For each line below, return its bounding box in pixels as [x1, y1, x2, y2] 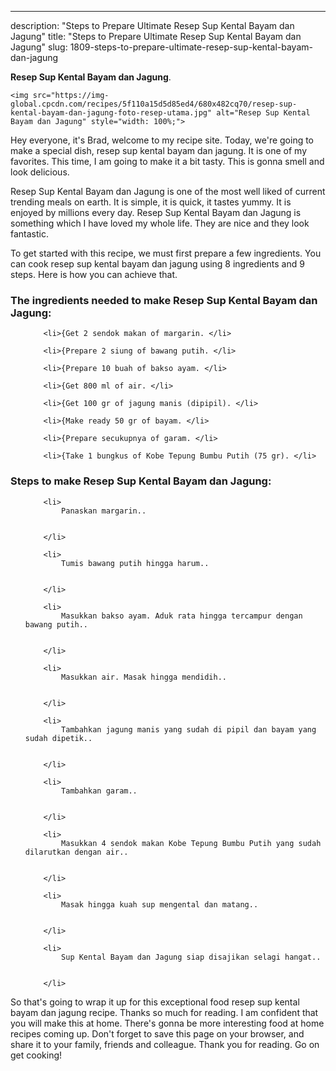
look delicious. [10, 166, 70, 178]
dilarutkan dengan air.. [24, 847, 129, 857]
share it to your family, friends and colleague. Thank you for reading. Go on [10, 1038, 320, 1050]
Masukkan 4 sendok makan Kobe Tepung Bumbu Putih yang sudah [61, 838, 322, 848]
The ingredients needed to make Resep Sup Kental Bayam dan [10, 293, 318, 307]
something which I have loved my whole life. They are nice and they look [10, 217, 310, 229]
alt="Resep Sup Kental [216, 108, 311, 118]
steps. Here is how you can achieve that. [10, 269, 178, 280]
